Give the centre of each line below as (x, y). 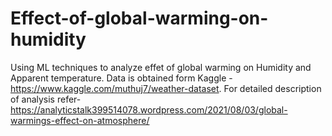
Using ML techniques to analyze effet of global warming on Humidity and (161, 67)
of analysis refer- (46, 99)
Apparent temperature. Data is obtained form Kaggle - (121, 78)
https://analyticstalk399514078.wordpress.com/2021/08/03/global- (149, 109)
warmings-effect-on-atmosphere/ (80, 120)
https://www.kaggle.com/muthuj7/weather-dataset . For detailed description (166, 88)
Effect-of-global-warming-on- (139, 18)
